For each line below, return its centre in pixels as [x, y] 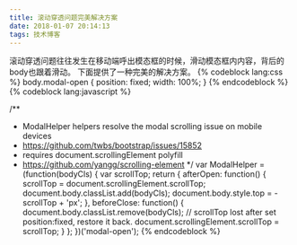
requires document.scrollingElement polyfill [103, 155]
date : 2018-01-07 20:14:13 [60, 26]
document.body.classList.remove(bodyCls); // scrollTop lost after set [149, 213]
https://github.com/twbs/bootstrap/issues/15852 [112, 145]
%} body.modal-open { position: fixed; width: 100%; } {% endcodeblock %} [149, 83]
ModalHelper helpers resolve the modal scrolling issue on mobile [142, 127]
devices [37, 136]
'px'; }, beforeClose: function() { [125, 203]
